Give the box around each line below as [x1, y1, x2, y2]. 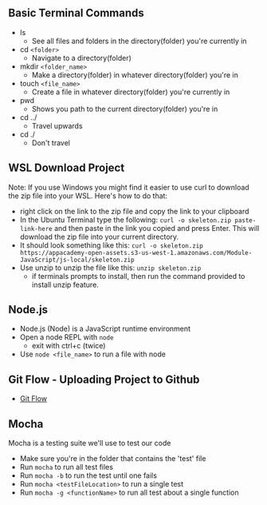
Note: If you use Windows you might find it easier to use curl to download [8, 182, 249, 192]
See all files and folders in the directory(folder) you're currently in [31, 36, 247, 46]
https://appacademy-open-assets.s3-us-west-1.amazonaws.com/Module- [19, 249, 253, 256]
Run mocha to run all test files [19, 463, 114, 472]
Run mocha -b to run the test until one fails [19, 471, 158, 480]
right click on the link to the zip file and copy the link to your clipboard [19, 206, 249, 216]
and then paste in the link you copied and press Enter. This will [54, 223, 260, 233]
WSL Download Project [8, 161, 125, 175]
